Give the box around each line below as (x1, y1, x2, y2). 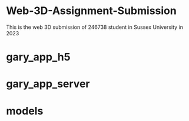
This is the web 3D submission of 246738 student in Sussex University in (6, 23, 184, 31)
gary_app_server (6, 78, 90, 90)
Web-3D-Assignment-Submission (6, 4, 177, 18)
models (6, 104, 44, 117)
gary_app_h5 (6, 51, 71, 64)
